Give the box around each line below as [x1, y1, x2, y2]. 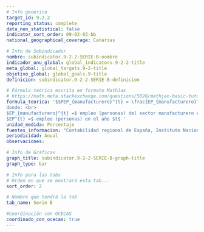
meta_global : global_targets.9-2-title [6, 65, 107, 71]
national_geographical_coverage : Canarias [6, 37, 115, 43]
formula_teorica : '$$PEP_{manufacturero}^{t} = [6, 99, 129, 105]
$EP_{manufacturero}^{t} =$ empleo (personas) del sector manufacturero [6, 110, 194, 116]
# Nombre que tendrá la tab [6, 194, 78, 200]
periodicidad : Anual [6, 133, 59, 139]
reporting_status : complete [6, 20, 78, 26]
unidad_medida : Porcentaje [6, 121, 75, 128]
